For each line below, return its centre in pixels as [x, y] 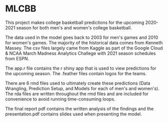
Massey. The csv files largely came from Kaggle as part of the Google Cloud [84, 48]
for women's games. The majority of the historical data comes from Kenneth [84, 42]
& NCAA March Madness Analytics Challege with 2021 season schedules [80, 53]
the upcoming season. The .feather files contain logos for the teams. [76, 73]
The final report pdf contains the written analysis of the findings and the [79, 109]
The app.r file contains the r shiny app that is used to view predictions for [81, 68]
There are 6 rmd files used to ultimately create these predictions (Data [78, 83]
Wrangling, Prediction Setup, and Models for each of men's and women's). [82, 88]
